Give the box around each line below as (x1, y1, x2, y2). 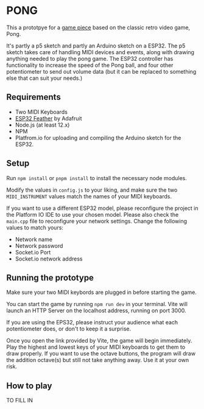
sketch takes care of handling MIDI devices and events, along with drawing (6, 48, 195, 55)
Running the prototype (6, 272, 94, 283)
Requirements (6, 92, 61, 102)
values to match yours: (6, 223, 64, 231)
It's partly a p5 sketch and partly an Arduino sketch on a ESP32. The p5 (6, 42, 186, 49)
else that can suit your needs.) (6, 74, 83, 82)
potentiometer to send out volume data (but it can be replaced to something (6, 68, 197, 75)
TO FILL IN (6, 397, 33, 404)
